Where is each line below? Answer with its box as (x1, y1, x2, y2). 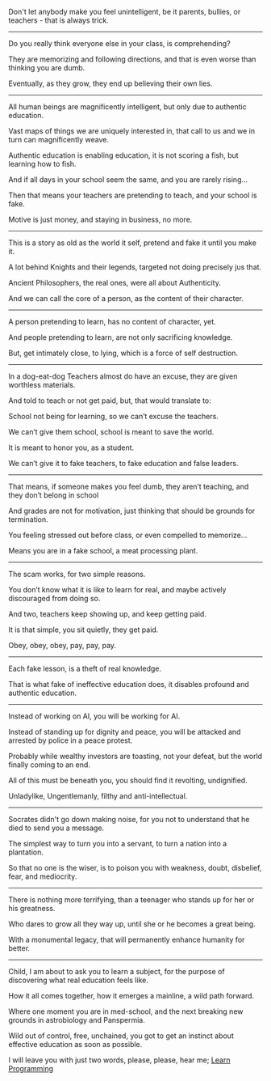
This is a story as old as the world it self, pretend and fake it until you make (8, 238, 256, 248)
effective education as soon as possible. (8, 1040, 143, 1049)
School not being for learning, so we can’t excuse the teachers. (8, 412, 219, 421)
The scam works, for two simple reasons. (8, 570, 146, 579)
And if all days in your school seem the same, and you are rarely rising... (8, 175, 248, 184)
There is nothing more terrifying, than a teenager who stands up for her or (8, 895, 255, 905)
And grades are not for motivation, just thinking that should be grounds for (8, 506, 256, 515)
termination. (8, 515, 48, 524)
